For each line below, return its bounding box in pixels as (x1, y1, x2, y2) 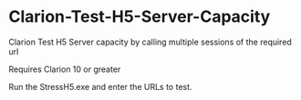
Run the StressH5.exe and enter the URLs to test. (8, 81, 192, 92)
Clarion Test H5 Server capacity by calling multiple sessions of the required (8, 36, 293, 47)
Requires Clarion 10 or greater (8, 64, 121, 75)
